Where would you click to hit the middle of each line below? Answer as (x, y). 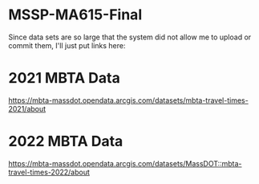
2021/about (27, 108)
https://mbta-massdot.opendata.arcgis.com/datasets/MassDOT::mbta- (125, 163)
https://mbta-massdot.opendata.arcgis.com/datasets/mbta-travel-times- (128, 100)
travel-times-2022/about (49, 172)
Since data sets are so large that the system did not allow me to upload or (130, 37)
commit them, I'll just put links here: (67, 45)
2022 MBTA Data (66, 141)
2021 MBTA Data (64, 78)
